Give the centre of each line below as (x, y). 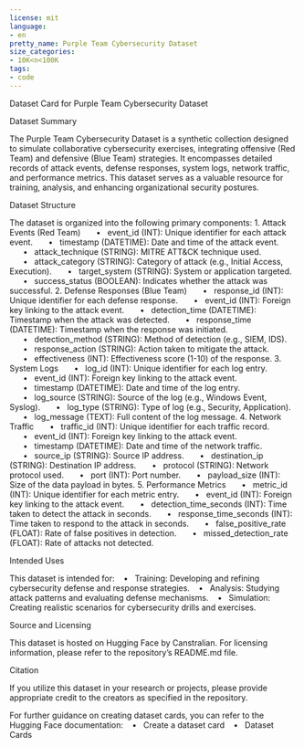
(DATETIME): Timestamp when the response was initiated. (119, 329)
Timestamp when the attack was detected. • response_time (131, 320)
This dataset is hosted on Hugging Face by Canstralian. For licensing (139, 642)
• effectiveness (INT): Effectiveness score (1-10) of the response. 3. (152, 358)
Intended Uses (37, 560)
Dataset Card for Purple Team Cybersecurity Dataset (109, 103)
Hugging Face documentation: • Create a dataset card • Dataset (142, 725)
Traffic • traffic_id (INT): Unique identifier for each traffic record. (140, 426)
